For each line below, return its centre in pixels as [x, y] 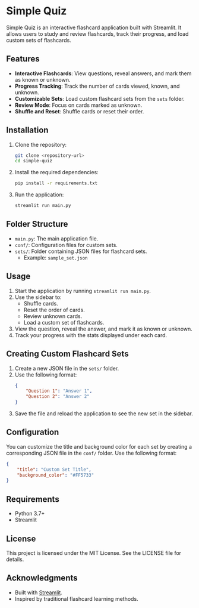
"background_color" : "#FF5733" [56, 475]
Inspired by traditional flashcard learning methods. [76, 598]
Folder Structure [37, 224]
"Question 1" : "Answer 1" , [59, 391]
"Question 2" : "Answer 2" [58, 397]
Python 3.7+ [30, 514]
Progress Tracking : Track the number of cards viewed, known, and [97, 86]
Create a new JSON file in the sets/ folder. [67, 368]
